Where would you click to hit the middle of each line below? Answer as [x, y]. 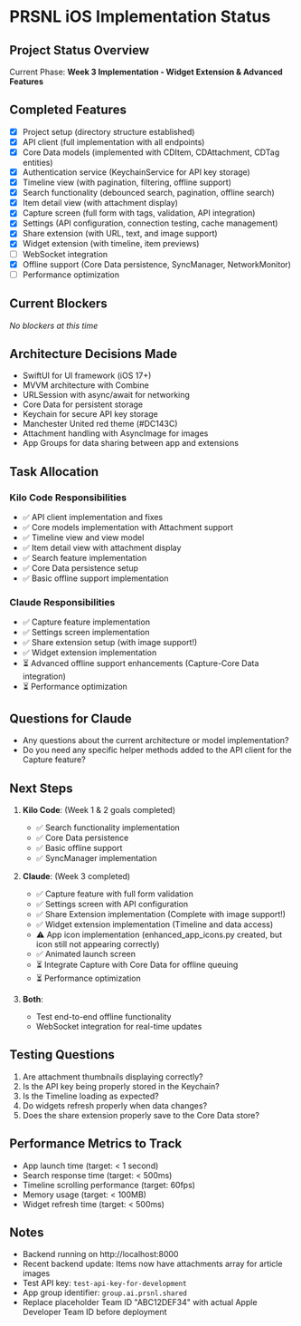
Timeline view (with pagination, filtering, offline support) [127, 182]
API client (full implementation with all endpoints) [113, 141]
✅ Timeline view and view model [83, 537]
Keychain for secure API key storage [90, 414]
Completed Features [68, 110]
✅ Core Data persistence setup [80, 568]
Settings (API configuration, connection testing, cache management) [150, 223]
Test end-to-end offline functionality [103, 1016]
